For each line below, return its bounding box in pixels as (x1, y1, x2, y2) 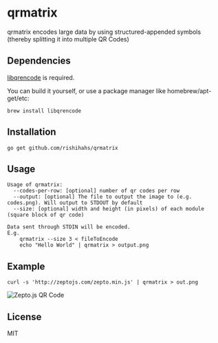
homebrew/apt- (167, 86, 212, 95)
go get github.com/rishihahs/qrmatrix (7, 144, 118, 151)
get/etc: (7, 94, 30, 102)
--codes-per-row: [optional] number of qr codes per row (13, 188, 180, 195)
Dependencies (7, 55, 71, 67)
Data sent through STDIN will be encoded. (7, 224, 131, 231)
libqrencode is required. (7, 73, 75, 81)
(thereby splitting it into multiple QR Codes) (7, 35, 129, 43)
